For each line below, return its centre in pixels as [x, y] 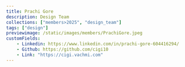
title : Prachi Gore [30, 11]
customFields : [23, 38]
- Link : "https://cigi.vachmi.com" [60, 55]
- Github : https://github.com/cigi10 [63, 50]
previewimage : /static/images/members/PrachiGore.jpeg [74, 33]
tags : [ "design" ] [27, 28]
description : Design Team [37, 17]
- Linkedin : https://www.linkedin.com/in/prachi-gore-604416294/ [98, 44]
